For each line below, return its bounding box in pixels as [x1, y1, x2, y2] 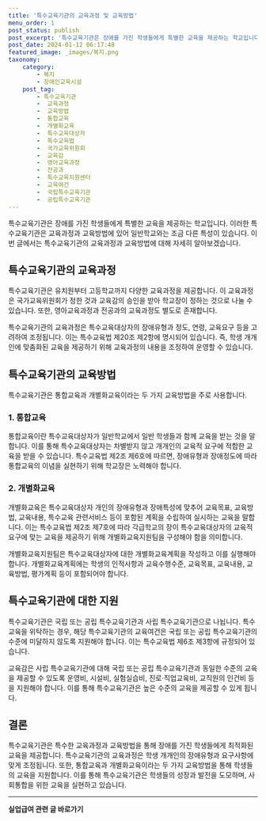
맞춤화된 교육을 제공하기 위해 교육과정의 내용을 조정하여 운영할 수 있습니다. [22, 342, 253, 352]
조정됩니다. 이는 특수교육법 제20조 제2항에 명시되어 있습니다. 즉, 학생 [28, 333, 243, 342]
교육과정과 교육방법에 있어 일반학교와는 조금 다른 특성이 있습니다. [48, 228, 249, 238]
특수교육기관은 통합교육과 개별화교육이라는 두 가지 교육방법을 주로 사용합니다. [8, 390, 248, 400]
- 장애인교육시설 [36, 78, 82, 86]
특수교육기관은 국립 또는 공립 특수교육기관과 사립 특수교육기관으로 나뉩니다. [8, 617, 241, 626]
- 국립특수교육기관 [36, 188, 91, 196]
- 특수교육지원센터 [36, 173, 91, 182]
